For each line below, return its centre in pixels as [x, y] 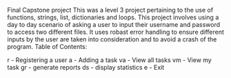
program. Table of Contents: [47, 47]
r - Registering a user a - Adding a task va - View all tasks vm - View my [109, 60]
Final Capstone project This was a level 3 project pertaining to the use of [110, 10]
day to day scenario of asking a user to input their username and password [114, 25]
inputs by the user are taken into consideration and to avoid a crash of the [112, 39]
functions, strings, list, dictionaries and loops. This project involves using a [113, 17]
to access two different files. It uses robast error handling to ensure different [115, 32]
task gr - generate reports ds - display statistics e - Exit [86, 67]
